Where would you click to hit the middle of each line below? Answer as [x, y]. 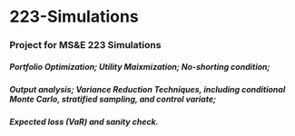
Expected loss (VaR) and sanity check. [84, 122]
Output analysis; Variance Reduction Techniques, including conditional [147, 90]
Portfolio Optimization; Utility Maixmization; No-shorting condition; [140, 66]
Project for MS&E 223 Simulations [85, 45]
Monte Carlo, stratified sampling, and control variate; [113, 99]
